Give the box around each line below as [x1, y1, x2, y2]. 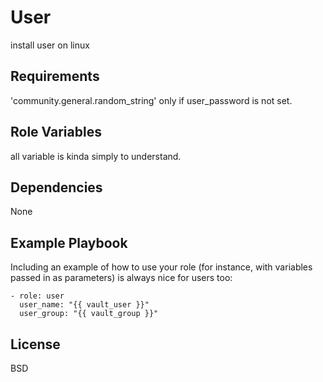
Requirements [10, 68, 100, 85]
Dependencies [10, 179, 103, 196]
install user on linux [10, 39, 90, 51]
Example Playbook [10, 234, 128, 251]
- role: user [10, 291, 65, 301]
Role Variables [10, 124, 102, 141]
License [10, 336, 61, 353]
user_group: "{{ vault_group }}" [19, 309, 159, 319]
